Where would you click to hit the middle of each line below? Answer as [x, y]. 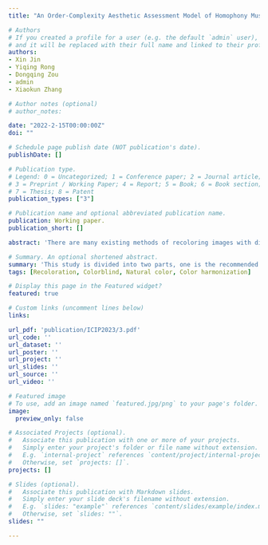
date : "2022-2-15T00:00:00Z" [57, 126]
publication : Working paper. [57, 221]
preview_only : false [49, 419]
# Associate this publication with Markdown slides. [101, 492]
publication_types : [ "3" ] [51, 199]
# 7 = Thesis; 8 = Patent [51, 192]
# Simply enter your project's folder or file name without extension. [134, 448]
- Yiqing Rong [32, 67]
